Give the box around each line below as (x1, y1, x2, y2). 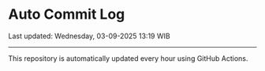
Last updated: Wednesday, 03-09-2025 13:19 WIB (8, 31, 171, 41)
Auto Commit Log (8, 5, 125, 23)
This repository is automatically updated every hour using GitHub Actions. (8, 53, 248, 63)
